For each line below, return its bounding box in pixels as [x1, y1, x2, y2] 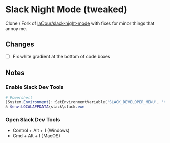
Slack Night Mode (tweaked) [5, 4, 127, 15]
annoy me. [5, 25, 27, 31]
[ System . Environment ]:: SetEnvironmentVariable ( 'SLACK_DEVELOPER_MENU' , [5, 100, 159, 105]
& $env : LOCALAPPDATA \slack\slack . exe [5, 104, 85, 109]
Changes [5, 40, 34, 49]
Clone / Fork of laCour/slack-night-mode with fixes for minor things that [5, 20, 155, 26]
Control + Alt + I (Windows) [12, 127, 70, 134]
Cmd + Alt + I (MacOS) [12, 133, 61, 139]
